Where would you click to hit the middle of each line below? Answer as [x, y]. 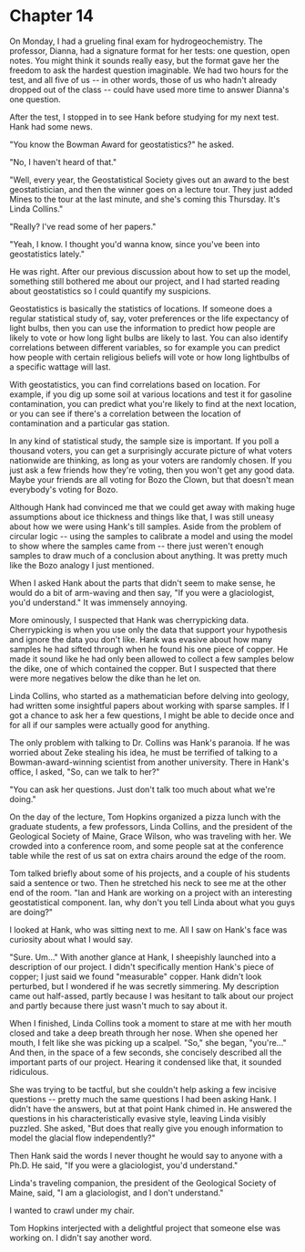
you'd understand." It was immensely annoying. [99, 602]
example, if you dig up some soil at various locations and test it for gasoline [151, 394]
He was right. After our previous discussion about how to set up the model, [150, 271]
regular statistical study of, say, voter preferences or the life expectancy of [149, 318]
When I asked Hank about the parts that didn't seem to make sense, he [142, 583]
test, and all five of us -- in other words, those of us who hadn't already [143, 79]
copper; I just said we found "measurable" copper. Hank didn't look [136, 976]
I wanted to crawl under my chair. [72, 1210]
